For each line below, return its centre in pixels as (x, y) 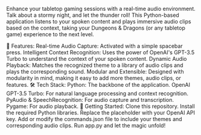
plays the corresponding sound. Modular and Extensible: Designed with (95, 71)
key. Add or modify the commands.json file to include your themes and (94, 119)
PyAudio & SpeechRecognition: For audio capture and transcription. (90, 100)
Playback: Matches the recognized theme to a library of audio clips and (95, 65)
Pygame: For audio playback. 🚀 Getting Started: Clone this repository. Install (101, 106)
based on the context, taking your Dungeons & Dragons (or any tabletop (96, 28)
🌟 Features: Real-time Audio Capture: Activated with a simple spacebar (94, 46)
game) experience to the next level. (50, 34)
